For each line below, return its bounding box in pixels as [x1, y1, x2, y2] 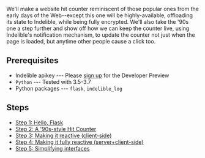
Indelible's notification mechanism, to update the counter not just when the [6, 31, 195, 39]
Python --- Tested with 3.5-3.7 [15, 78, 92, 85]
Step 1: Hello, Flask [15, 119, 63, 126]
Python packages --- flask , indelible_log [15, 85, 122, 92]
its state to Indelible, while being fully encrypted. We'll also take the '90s [6, 18, 189, 25]
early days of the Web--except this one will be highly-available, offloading [6, 12, 193, 19]
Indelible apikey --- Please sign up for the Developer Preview [15, 72, 170, 79]
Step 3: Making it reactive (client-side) [15, 132, 112, 139]
